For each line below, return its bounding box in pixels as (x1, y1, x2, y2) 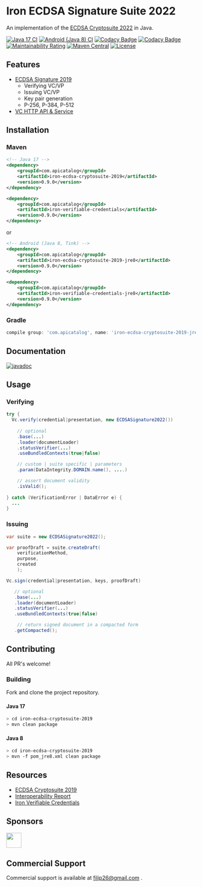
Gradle (6, 316, 26, 324)
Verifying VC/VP (23, 82, 64, 89)
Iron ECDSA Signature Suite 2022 (6, 4, 176, 18)
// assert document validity (17, 478, 90, 484)
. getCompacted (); (14, 628, 58, 634)
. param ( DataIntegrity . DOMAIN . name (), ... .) (17, 467, 128, 473)
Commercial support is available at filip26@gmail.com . (6, 874, 143, 882)
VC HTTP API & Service (14, 107, 73, 115)
